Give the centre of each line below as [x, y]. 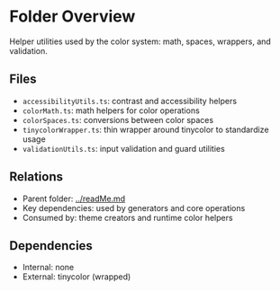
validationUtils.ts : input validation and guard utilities [123, 148]
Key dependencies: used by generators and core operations [134, 207]
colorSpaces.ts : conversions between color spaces [118, 119]
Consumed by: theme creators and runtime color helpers [127, 217]
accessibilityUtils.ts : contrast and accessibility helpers [129, 101]
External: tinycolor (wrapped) [77, 277]
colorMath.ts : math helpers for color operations [111, 110]
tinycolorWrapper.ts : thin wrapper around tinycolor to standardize [145, 129]
